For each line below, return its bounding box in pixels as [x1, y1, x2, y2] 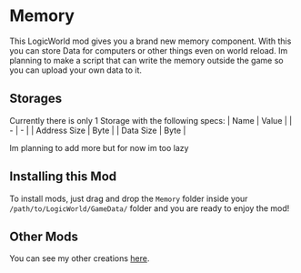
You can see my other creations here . [9, 253, 150, 264]
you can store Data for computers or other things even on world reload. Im [9, 45, 288, 56]
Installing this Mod [9, 169, 117, 185]
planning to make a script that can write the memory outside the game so [9, 55, 284, 66]
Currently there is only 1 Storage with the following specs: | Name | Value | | [9, 115, 293, 126]
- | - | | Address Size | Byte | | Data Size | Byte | [9, 125, 186, 136]
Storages [9, 91, 63, 106]
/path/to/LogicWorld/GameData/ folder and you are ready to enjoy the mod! [9, 202, 290, 214]
